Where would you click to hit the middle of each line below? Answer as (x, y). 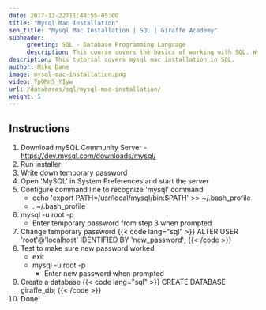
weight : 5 (25, 96)
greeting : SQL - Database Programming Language (106, 45)
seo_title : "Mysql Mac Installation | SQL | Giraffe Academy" (113, 30)
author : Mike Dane (39, 67)
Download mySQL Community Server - (84, 148)
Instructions (39, 129)
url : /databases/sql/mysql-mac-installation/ (85, 89)
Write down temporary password (74, 173)
